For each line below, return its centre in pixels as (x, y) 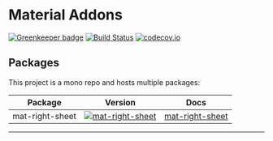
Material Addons (66, 15)
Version (120, 102)
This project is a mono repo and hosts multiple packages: (104, 82)
